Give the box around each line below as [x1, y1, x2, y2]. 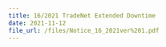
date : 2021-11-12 [8, 19, 67, 27]
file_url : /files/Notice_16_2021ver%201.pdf [8, 26, 160, 34]
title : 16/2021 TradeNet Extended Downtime [8, 11, 156, 20]
